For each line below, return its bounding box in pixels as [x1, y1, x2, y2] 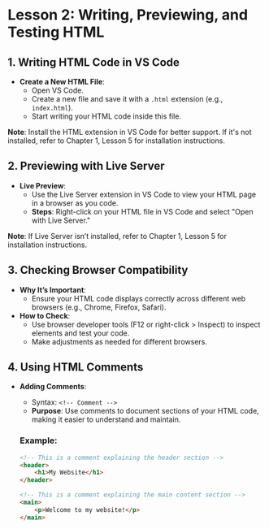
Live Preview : [19, 180, 67, 190]
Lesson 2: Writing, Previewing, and [7, 6, 249, 24]
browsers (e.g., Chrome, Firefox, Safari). [31, 302, 167, 312]
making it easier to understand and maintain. [31, 414, 181, 424]
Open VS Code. [31, 85, 85, 95]
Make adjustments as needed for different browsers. [31, 336, 208, 346]
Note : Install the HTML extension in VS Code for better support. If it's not [7, 128, 252, 137]
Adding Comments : [19, 382, 87, 392]
